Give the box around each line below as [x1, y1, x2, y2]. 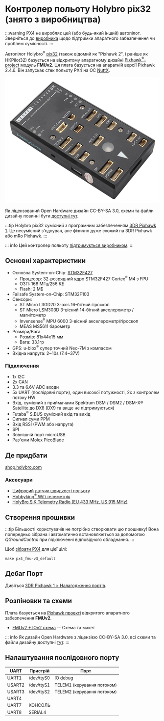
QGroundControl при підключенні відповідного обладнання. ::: [5, 536, 135, 543]
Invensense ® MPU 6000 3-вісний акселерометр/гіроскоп [19, 318, 139, 324]
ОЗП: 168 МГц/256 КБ [19, 281, 65, 287]
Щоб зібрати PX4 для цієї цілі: [5, 546, 67, 552]
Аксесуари [5, 477, 33, 483]
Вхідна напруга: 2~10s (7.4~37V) [12, 350, 80, 356]
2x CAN [12, 379, 28, 385]
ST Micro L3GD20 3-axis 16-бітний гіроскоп [19, 302, 110, 308]
